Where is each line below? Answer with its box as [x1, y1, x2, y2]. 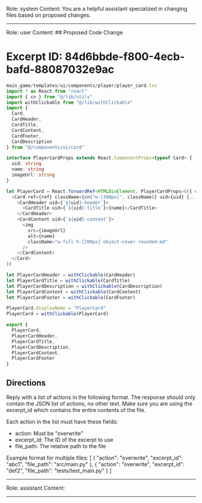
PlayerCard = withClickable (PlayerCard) [6, 311, 109, 317]
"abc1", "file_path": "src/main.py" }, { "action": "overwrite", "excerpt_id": [6, 461, 185, 467]
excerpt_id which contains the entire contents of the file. [6, 407, 146, 413]
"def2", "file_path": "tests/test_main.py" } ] [6, 467, 112, 474]
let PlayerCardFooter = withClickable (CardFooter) [6, 295, 136, 301]
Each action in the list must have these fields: [6, 418, 118, 425]
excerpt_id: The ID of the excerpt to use [14, 436, 114, 443]
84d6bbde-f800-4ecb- [65, 50, 185, 64]
